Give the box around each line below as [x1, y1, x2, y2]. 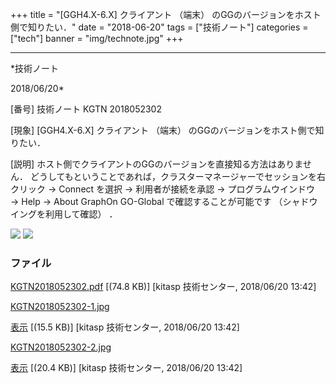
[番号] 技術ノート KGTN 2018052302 [10, 103, 162, 115]
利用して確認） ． [44, 208, 118, 220]
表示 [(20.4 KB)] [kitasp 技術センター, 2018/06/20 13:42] [10, 362, 243, 374]
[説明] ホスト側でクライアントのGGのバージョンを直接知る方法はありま [10, 158, 303, 170]
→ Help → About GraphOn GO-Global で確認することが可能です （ [10, 196, 283, 207]
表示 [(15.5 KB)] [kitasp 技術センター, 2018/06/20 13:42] [10, 321, 240, 333]
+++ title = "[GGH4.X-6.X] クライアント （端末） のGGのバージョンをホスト [10, 9, 322, 20]
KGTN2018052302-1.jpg [10, 301, 110, 313]
